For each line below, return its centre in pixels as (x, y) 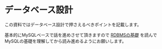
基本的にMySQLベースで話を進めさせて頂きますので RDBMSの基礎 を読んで (81, 35)
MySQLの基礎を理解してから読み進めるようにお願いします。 (66, 41)
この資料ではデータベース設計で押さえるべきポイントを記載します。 (73, 24)
